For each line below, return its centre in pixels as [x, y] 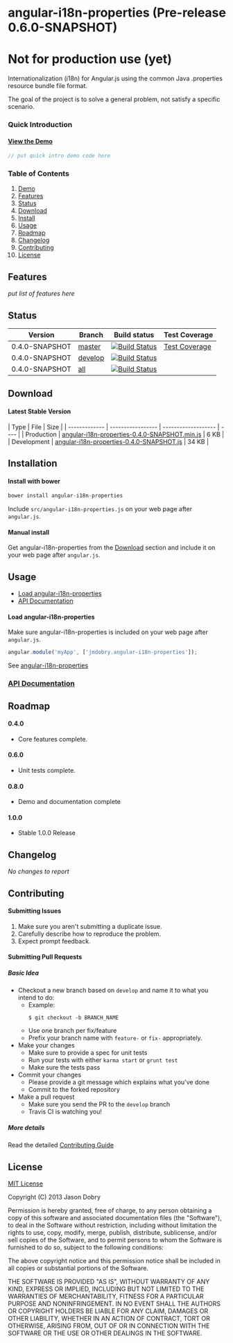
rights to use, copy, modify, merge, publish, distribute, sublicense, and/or [112, 1233]
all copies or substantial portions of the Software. [78, 1268]
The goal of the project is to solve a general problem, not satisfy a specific [114, 99]
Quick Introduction [40, 125]
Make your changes [46, 1045]
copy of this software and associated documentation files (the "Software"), [115, 1218]
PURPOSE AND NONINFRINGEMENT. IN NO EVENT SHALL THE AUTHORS [114, 1304]
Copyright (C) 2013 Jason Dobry [54, 1197]
